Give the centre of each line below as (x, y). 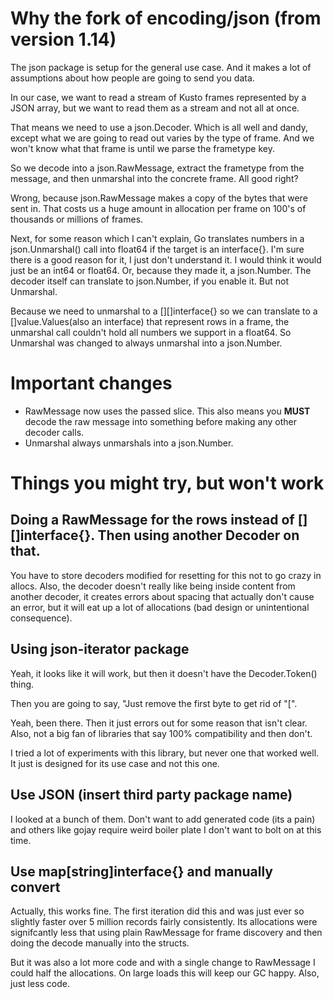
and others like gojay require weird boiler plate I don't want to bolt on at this (166, 829)
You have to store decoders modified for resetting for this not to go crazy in (166, 575)
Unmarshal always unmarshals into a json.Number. (129, 443)
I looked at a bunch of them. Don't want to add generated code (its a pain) (163, 819)
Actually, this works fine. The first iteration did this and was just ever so (157, 911)
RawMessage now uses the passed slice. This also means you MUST (167, 411)
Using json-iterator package (100, 649)
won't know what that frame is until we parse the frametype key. (142, 148)
